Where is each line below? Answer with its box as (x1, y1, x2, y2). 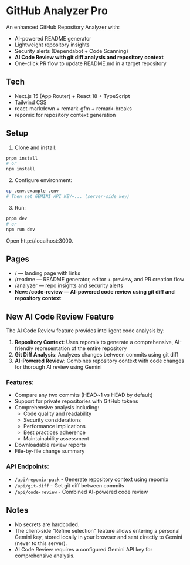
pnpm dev (6, 216, 28, 221)
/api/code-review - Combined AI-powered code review (14, 488, 148, 495)
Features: (6, 378, 34, 386)
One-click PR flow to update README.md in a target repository (14, 60, 167, 67)
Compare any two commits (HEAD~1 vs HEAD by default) (14, 392, 154, 399)
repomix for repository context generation (14, 111, 116, 118)
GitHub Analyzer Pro (6, 4, 108, 18)
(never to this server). (14, 539, 67, 547)
